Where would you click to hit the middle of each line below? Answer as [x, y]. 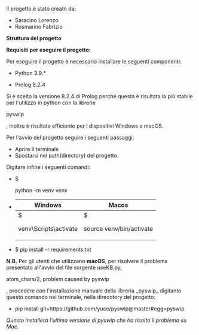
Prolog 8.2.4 [30, 84]
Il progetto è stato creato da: [41, 9]
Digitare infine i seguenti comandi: [48, 167]
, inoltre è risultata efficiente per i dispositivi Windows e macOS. [85, 126]
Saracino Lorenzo [36, 20]
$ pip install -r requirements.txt [53, 249]
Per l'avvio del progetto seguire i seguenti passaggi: [70, 138]
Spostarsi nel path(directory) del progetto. [67, 156]
